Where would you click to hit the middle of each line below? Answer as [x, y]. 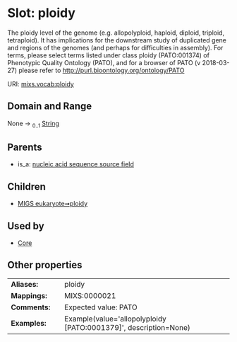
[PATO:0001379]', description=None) [127, 327]
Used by [26, 226]
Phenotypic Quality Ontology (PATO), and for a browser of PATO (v [104, 62]
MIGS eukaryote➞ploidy [53, 204]
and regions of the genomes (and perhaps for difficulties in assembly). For [115, 47]
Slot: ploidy [42, 13]
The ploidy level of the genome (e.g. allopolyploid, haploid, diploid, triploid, [116, 33]
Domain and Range [50, 107]
